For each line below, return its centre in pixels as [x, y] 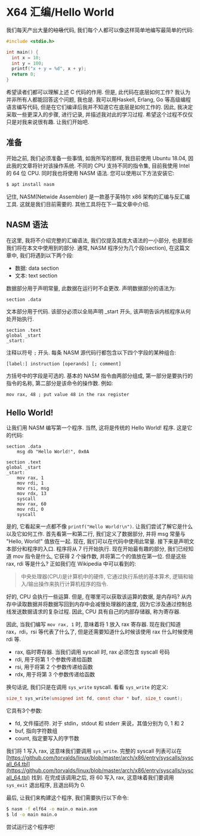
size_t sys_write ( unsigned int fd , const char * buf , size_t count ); [95, 698]
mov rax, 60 [32, 504]
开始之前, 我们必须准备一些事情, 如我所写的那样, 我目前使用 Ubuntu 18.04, [96, 158]
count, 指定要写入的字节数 [47, 739]
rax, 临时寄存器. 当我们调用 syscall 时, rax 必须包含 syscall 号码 [92, 652]
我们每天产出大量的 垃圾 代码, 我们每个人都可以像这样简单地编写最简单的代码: [100, 30]
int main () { [22, 52]
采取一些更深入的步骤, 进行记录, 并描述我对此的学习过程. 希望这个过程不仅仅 [99, 115]
